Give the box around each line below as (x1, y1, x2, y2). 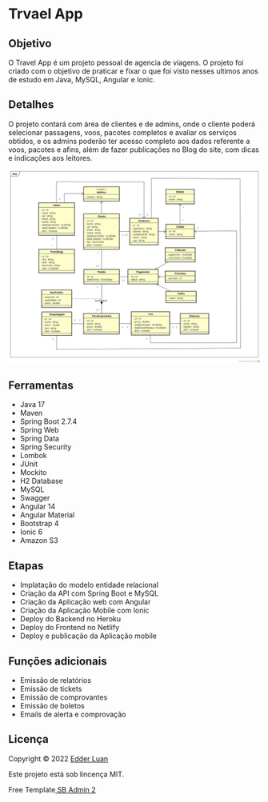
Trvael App (8, 5, 83, 23)
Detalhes (8, 98, 54, 112)
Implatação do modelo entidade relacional (19, 581, 158, 590)
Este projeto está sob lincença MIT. (8, 769, 125, 779)
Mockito (19, 468, 47, 477)
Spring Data (19, 433, 60, 444)
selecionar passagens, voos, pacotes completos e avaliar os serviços (8, 127, 238, 137)
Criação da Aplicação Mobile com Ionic (19, 605, 150, 616)
